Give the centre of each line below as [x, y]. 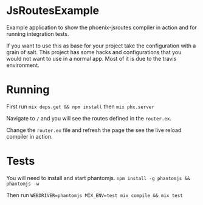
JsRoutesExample [53, 11]
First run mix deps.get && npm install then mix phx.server [81, 106]
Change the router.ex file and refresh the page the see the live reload [94, 130]
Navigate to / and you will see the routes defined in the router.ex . [89, 118]
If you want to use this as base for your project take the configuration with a [101, 46]
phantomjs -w [23, 184]
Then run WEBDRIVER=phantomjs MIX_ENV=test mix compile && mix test [95, 195]
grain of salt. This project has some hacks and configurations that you [94, 52]
